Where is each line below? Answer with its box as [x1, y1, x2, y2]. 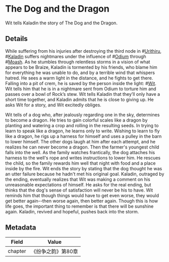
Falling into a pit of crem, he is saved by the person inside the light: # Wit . [5, 80, 156, 86]
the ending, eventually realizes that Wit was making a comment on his [5, 176, 150, 182]
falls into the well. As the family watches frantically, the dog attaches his [5, 149, 155, 155]
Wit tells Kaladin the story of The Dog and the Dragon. [5, 20, 118, 26]
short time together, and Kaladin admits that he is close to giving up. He [5, 96, 154, 102]
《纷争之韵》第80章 [31, 248, 78, 255]
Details [5, 34, 28, 43]
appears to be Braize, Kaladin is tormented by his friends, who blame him [5, 64, 157, 70]
